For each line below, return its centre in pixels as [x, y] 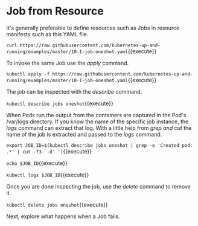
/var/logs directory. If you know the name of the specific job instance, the [97, 121]
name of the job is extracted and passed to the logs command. [84, 134]
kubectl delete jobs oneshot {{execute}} [57, 204]
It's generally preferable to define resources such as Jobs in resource [93, 28]
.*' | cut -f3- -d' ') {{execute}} [49, 151]
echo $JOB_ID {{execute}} [37, 163]
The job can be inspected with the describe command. [74, 91]
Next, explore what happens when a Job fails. [63, 216]
